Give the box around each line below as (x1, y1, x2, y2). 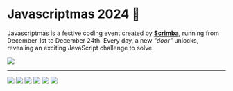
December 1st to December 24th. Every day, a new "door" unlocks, (7, 36, 199, 44)
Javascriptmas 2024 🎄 (7, 6, 140, 22)
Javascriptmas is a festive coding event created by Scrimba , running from (7, 29, 220, 37)
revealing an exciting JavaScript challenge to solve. (7, 43, 154, 52)
